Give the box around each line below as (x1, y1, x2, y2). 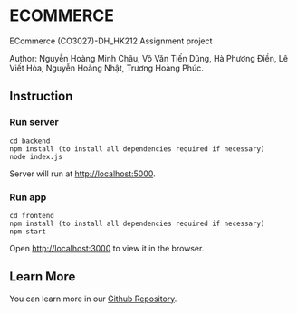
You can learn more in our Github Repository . (9, 293, 177, 304)
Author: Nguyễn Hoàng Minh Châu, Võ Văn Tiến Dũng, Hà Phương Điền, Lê (9, 52, 288, 63)
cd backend (9, 137, 51, 146)
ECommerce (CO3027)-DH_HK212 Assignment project (9, 35, 213, 46)
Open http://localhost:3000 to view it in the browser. (9, 242, 205, 253)
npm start (9, 227, 47, 236)
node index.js (9, 152, 63, 161)
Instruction (9, 89, 73, 104)
